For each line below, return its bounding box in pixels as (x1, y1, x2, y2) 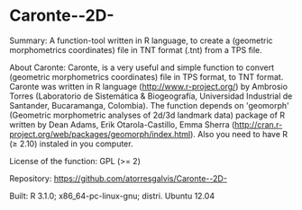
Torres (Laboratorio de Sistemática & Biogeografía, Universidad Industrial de (9, 91, 293, 101)
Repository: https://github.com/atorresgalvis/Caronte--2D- (9, 172, 228, 184)
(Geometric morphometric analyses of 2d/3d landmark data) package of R (9, 109, 286, 120)
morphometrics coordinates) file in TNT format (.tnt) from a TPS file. (9, 44, 263, 55)
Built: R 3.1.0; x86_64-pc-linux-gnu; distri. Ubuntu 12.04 (9, 190, 215, 201)
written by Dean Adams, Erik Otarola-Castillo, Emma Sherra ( (9, 118, 235, 130)
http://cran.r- (233, 118, 283, 130)
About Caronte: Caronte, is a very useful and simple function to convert (9, 62, 275, 73)
